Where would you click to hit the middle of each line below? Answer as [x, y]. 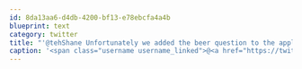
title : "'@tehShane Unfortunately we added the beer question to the [142, 43]
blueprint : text [40, 26]
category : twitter [44, 34]
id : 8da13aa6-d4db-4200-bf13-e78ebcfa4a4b [90, 17]
